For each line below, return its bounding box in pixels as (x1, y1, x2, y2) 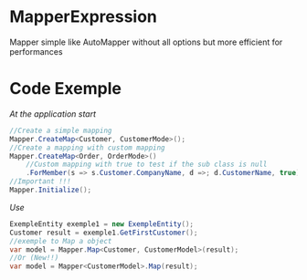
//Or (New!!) (9, 254, 59, 263)
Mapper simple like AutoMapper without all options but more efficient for (9, 36, 283, 47)
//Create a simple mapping (9, 126, 112, 135)
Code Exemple (9, 78, 122, 99)
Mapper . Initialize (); (9, 185, 92, 194)
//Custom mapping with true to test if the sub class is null (26, 160, 268, 170)
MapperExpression (9, 6, 158, 27)
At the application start (9, 108, 97, 119)
